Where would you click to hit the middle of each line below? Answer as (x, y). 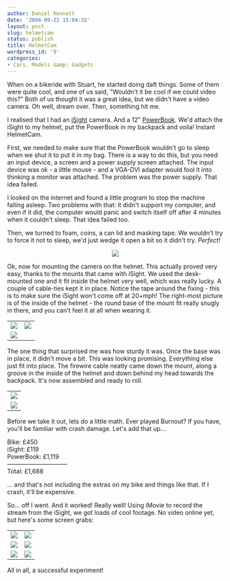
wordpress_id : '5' (33, 52)
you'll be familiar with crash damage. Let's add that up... (87, 428)
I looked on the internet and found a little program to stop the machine (106, 198)
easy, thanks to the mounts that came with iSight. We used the (95, 273)
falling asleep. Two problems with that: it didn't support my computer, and (112, 204)
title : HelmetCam (32, 45)
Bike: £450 (22, 442)
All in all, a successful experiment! (56, 570)
